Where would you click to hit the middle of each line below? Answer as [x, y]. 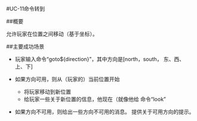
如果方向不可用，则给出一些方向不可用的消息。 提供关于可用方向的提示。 [104, 112]
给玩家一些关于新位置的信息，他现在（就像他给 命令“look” [95, 99]
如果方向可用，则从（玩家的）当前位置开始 [67, 79]
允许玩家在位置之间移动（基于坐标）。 [52, 34]
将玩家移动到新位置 [47, 92]
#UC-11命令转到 [26, 9]
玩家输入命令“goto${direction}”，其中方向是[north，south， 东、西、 [100, 59]
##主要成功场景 [25, 47]
